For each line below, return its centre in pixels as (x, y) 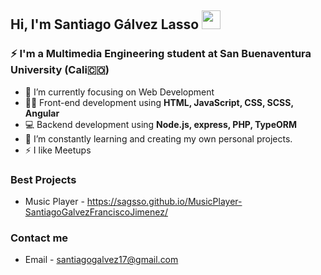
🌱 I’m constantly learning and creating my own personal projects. (158, 138)
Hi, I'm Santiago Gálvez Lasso (105, 24)
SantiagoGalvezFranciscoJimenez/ (96, 212)
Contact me (39, 238)
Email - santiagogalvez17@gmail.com (101, 260)
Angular (42, 113)
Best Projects (43, 179)
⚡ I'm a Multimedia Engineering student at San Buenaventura (161, 54)
